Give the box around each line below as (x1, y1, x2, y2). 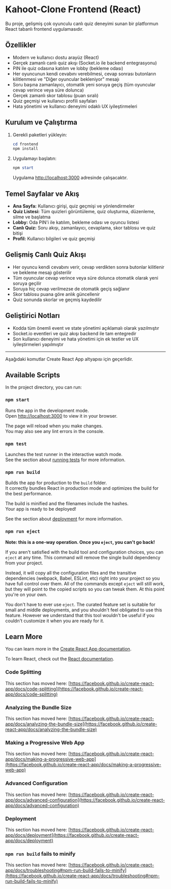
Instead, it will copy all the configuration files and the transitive (5, 569, 136, 576)
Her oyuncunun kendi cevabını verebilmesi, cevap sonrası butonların (12, 71, 156, 77)
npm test (5, 441, 27, 447)
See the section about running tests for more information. (5, 457, 126, 463)
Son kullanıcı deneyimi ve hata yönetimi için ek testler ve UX (12, 336, 139, 342)
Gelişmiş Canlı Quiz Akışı (5, 250, 87, 259)
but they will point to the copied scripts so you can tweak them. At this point (5, 586, 164, 592)
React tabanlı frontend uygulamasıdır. (5, 26, 84, 32)
